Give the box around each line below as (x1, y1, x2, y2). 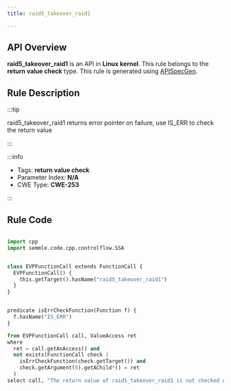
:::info (7, 153, 23, 161)
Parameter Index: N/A (16, 173, 79, 182)
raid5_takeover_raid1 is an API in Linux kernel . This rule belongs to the (7, 60, 209, 68)
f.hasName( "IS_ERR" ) (13, 314, 72, 321)
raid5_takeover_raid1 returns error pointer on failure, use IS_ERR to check (7, 118, 214, 127)
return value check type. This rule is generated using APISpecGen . (7, 67, 198, 76)
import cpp (7, 238, 38, 245)
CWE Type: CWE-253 (16, 180, 80, 189)
